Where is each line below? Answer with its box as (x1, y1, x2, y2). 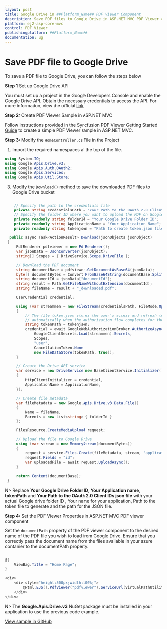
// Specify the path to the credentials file (14, 203, 110, 208)
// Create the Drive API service (16, 364, 85, 369)
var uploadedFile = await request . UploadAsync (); (25, 460, 130, 465)
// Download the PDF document (16, 262, 79, 268)
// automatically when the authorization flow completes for (25, 317, 155, 322)
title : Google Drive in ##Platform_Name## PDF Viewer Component (5, 12, 141, 17)
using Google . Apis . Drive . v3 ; (5, 161, 66, 166)
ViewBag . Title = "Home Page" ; (14, 562, 77, 567)
